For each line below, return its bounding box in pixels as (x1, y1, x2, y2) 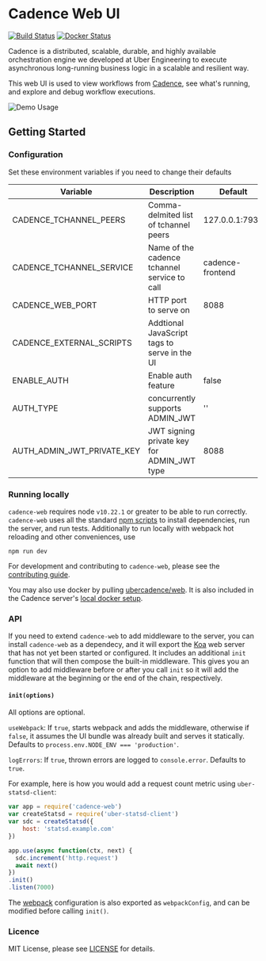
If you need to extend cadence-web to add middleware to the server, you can (8, 631, 255, 641)
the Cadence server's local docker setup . (8, 593, 143, 603)
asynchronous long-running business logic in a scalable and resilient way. (8, 63, 249, 72)
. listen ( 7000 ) (8, 883, 55, 892)
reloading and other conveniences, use (8, 532, 136, 542)
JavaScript (147, 327, 188, 338)
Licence (8, 925, 40, 936)
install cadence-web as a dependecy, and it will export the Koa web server (8, 640, 245, 649)
